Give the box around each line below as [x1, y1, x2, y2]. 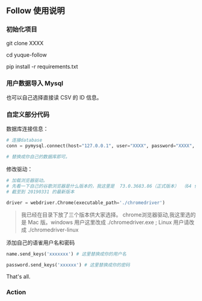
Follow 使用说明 [6, 5, 65, 16]
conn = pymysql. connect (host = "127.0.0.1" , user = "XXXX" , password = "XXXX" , [6, 143, 195, 149]
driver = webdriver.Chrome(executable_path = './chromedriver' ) [6, 200, 165, 206]
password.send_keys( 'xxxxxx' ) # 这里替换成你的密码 [6, 262, 130, 268]
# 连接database [6, 138, 43, 144]
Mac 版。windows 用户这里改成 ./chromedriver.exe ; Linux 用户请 [28, 219, 189, 226]
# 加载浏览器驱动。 [6, 177, 48, 183]
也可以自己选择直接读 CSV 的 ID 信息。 [6, 93, 102, 101]
